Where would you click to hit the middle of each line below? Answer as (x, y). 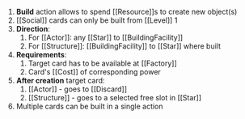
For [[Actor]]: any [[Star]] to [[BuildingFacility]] (106, 37)
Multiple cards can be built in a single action (89, 106)
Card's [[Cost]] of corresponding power (95, 72)
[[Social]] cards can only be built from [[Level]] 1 (97, 20)
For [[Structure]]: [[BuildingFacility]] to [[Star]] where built (124, 46)
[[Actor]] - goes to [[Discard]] (78, 89)
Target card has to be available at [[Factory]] (103, 63)
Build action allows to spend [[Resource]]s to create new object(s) (127, 12)
